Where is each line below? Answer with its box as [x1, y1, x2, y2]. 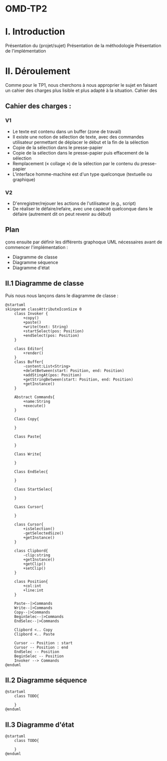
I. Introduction [5, 26, 65, 38]
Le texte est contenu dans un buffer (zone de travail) [12, 129, 121, 135]
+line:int [23, 588, 44, 593]
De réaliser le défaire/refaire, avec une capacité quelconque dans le [12, 206, 153, 212]
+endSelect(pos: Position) [23, 333, 80, 338]
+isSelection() [23, 526, 55, 531]
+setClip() [23, 566, 46, 571]
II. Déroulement [5, 66, 71, 77]
